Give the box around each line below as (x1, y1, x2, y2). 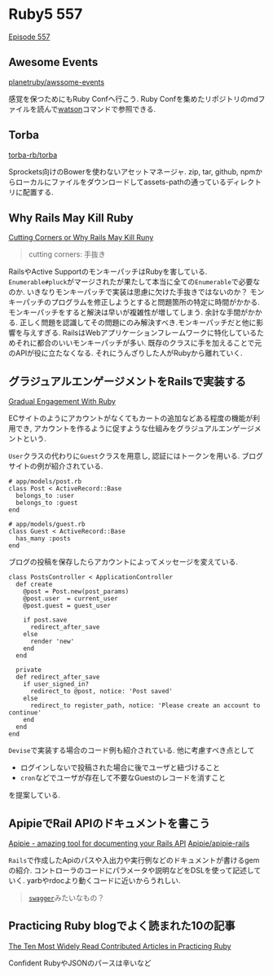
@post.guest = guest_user (23, 602, 112, 610)
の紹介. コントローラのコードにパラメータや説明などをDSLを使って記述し (8, 865, 254, 875)
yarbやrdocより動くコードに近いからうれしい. (26, 876, 181, 885)
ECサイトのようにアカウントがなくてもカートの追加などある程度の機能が (8, 413, 253, 424)
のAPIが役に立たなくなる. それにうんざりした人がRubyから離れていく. (8, 348, 243, 358)
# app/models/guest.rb (8, 521, 86, 529)
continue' (8, 709, 42, 717)
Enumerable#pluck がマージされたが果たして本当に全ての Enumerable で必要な (8, 277, 261, 287)
